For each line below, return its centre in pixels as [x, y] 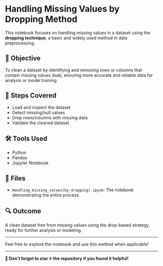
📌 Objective [23, 58]
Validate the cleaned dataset [41, 123]
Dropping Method [41, 19]
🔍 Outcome [23, 211]
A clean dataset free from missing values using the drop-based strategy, [78, 225]
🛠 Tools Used [26, 139]
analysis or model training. [32, 80]
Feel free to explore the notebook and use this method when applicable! [77, 244]
